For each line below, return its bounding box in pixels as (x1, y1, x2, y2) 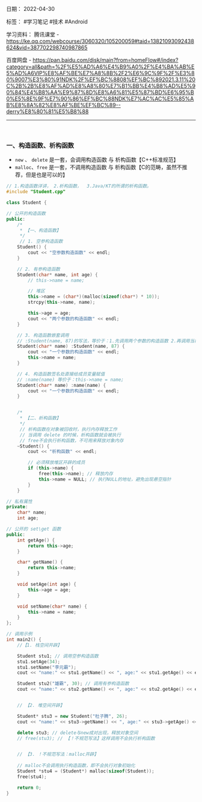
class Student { (6, 200, 47, 206)
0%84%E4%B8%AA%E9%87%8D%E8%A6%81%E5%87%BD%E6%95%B (6, 89, 194, 96)
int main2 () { (6, 637, 42, 643)
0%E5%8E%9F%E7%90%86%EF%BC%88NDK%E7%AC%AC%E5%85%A (6, 95, 194, 102)
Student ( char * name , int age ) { (17, 271, 98, 278)
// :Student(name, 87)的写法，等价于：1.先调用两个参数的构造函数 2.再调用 (17, 338, 191, 344)
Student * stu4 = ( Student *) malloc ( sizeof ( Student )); (17, 768, 155, 774)
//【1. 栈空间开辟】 (17, 642, 62, 648)
